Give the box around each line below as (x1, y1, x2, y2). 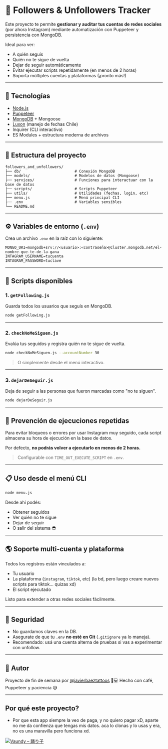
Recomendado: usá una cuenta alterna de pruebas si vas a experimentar (12, 639, 162, 645)
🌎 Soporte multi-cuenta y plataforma (5, 545, 124, 553)
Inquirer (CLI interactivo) (12, 126, 63, 132)
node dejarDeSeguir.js (5, 398, 52, 403)
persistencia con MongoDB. (5, 32, 62, 38)
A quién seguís (12, 51, 43, 57)
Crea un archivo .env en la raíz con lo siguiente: (5, 235, 103, 241)
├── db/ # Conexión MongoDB (5, 169, 115, 174)
